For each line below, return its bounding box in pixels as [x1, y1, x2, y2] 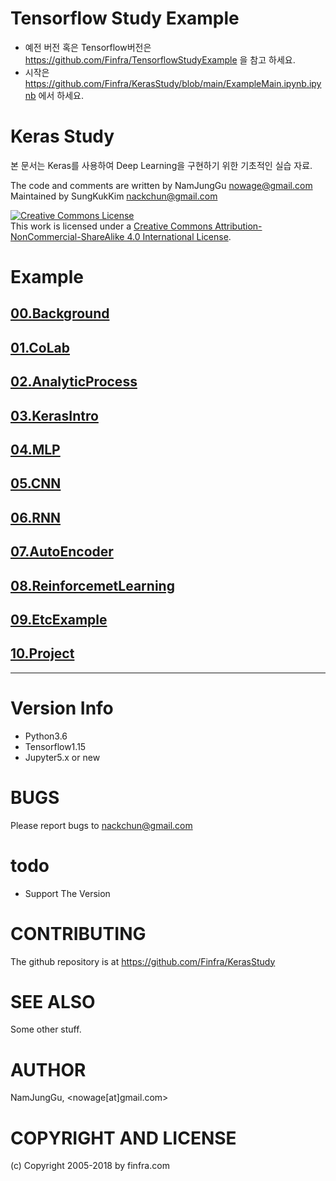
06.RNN [10, 509, 61, 526]
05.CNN [10, 475, 62, 492]
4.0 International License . [126, 230, 232, 242]
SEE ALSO [10, 990, 96, 1013]
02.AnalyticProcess [10, 373, 138, 391]
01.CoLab [10, 339, 71, 356]
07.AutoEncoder [10, 543, 114, 561]
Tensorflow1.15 [24, 740, 87, 752]
